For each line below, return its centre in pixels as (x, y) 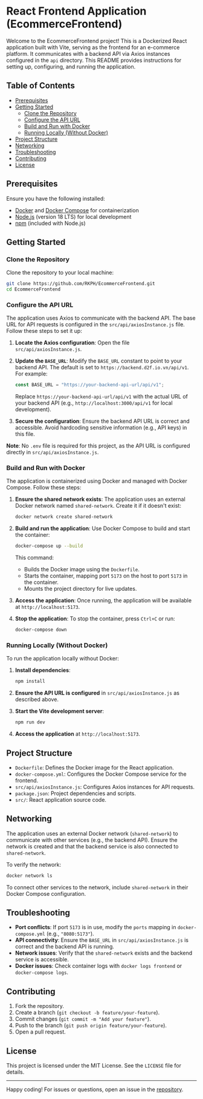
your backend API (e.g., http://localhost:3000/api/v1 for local (94, 403)
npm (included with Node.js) (50, 223)
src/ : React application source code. (61, 799)
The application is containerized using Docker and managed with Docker (97, 481)
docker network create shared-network (64, 517)
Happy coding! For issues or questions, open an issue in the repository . (95, 1089)
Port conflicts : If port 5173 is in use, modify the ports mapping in (95, 927)
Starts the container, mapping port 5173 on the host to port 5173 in (106, 576)
